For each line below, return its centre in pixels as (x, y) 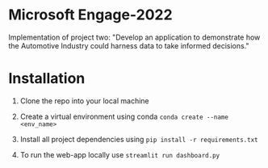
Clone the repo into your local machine (84, 101)
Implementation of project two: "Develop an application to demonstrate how (134, 37)
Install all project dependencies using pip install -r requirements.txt (139, 139)
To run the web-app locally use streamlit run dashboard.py (120, 154)
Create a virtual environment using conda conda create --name (124, 116)
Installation (47, 79)
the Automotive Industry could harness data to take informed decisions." (129, 45)
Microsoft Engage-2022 (90, 15)
